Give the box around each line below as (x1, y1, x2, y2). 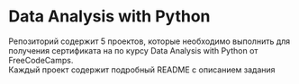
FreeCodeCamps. (8, 55, 74, 65)
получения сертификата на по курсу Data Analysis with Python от (8, 45, 258, 55)
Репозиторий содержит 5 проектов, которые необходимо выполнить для (8, 36, 291, 46)
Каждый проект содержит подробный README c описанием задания (8, 64, 276, 75)
